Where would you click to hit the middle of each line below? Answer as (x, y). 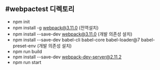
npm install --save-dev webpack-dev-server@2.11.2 (67, 57)
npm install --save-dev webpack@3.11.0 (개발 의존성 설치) (72, 34)
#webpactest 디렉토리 (40, 9)
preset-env (24, 46)
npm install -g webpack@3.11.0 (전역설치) (56, 27)
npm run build (27, 51)
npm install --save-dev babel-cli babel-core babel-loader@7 (76, 40)
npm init (21, 21)
